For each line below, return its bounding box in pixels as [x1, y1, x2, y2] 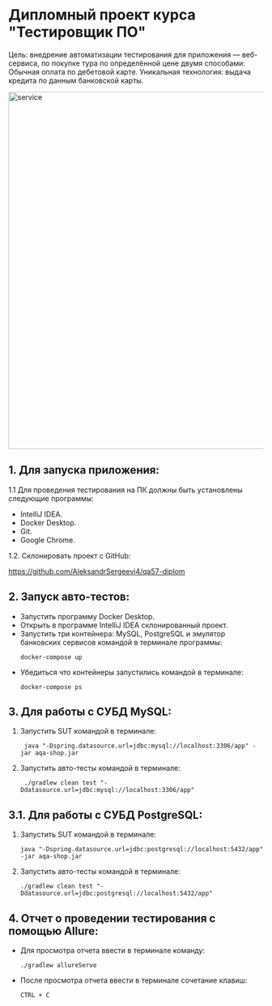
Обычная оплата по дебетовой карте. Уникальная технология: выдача [8, 66, 251, 76]
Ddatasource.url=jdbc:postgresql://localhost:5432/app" [19, 889, 213, 897]
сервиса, [8, 58, 40, 68]
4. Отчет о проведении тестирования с [8, 911, 216, 925]
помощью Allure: [8, 924, 99, 938]
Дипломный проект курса [8, 6, 196, 24]
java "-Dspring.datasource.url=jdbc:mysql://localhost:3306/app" [23, 742, 249, 751]
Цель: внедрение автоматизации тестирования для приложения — [8, 49, 240, 59]
